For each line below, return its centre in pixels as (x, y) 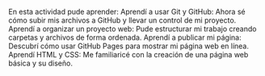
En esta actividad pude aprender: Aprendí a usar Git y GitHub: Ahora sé (127, 12)
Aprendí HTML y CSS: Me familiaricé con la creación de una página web (128, 55)
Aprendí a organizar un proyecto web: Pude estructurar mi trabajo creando (132, 29)
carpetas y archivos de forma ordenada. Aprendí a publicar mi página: (125, 37)
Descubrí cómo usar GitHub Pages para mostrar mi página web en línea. (128, 46)
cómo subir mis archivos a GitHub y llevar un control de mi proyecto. (122, 20)
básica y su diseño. (40, 63)
